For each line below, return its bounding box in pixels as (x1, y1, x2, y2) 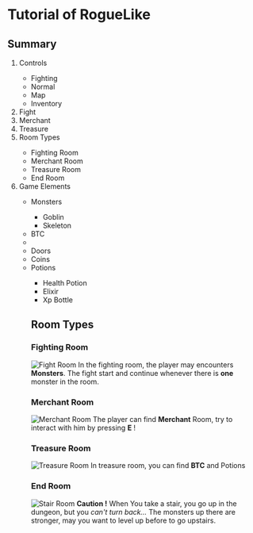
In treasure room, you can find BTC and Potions (90, 461, 246, 470)
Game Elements (18, 182, 71, 191)
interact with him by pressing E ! (30, 423, 136, 432)
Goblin (42, 213, 64, 221)
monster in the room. (30, 377, 100, 386)
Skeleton (42, 220, 72, 230)
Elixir (42, 287, 59, 296)
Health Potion (42, 278, 88, 287)
